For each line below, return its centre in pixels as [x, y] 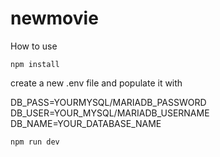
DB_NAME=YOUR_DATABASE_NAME [86, 123]
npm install [35, 64]
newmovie [54, 18]
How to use [34, 46]
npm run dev [35, 142]
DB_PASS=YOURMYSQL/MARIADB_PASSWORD [108, 102]
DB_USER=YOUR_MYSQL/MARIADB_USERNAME [110, 113]
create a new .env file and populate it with [96, 83]
